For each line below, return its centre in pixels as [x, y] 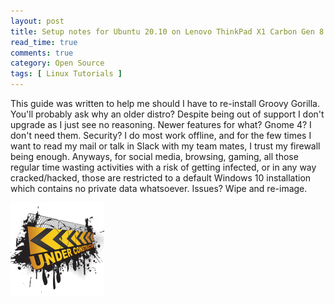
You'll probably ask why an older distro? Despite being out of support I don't [167, 114]
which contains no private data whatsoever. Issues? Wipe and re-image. [159, 188]
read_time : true [44, 42]
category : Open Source [57, 63]
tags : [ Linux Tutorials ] [66, 74]
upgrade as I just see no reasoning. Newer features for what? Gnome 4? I [161, 124]
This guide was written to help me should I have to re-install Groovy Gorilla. [165, 103]
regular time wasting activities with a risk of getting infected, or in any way [163, 167]
